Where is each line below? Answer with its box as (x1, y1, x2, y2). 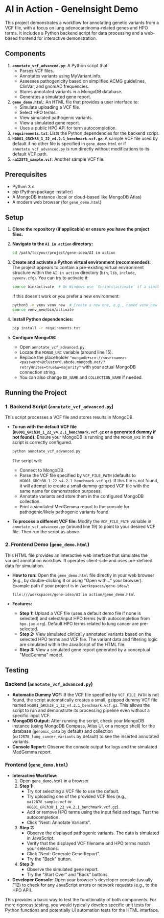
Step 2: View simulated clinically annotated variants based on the (19, 631, 152, 637)
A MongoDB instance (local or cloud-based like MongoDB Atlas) (12, 194, 142, 199)
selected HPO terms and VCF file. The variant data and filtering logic (19, 636, 158, 642)
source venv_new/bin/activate (12, 307, 74, 312)
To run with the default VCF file (12, 424, 77, 430)
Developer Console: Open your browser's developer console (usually (12, 876, 153, 883)
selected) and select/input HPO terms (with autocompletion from (19, 615, 150, 621)
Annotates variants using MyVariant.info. (19, 73, 102, 79)
